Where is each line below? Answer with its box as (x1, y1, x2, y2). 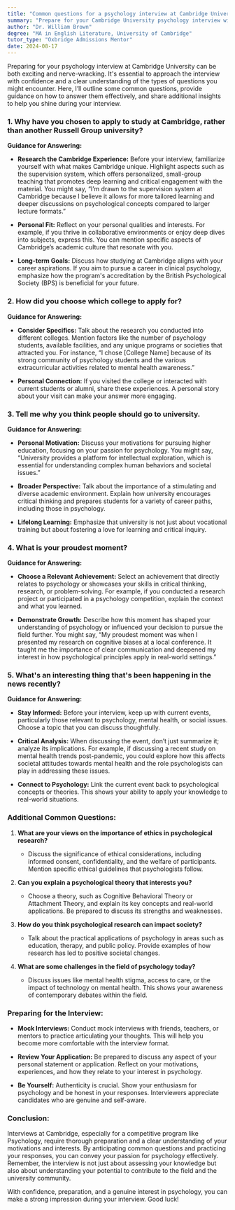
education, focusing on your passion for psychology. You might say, (17, 446, 213, 454)
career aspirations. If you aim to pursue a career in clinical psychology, (17, 264, 222, 273)
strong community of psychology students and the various (17, 355, 187, 364)
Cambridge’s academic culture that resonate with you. (17, 243, 173, 252)
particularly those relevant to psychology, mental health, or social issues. (17, 716, 228, 724)
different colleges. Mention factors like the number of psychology (17, 334, 206, 342)
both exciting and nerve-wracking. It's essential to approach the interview (7, 69, 220, 78)
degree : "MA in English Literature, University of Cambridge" (7, 29, 192, 37)
